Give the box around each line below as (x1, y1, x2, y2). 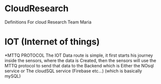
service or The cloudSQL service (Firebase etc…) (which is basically (4, 68, 142, 74)
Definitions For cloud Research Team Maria (4, 19, 92, 25)
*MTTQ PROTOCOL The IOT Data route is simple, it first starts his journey (4, 52, 153, 58)
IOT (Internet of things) (4, 36, 100, 47)
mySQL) (4, 73, 21, 79)
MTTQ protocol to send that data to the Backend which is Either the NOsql (4, 63, 154, 68)
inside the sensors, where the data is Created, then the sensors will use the (4, 57, 157, 63)
